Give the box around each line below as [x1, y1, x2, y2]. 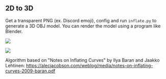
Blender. [5, 28, 23, 34]
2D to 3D [5, 4, 34, 13]
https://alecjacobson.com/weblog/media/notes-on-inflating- [26, 62, 153, 68]
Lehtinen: [5, 62, 26, 68]
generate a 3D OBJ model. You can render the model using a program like [5, 23, 161, 29]
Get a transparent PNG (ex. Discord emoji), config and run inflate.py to [5, 17, 157, 23]
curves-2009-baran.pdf [5, 68, 56, 74]
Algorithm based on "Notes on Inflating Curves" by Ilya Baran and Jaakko [5, 57, 160, 63]
